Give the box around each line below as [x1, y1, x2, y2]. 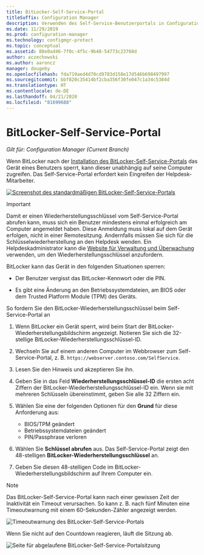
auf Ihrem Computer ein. [92, 469, 153, 477]
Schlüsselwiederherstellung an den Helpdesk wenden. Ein [6, 238, 152, 245]
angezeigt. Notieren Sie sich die [92, 329, 172, 336]
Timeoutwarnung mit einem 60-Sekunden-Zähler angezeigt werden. [6, 506, 177, 514]
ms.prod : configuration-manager [6, 32, 88, 38]
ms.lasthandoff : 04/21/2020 [6, 94, 78, 100]
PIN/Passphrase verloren [24, 433, 87, 441]
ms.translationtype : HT [6, 83, 67, 89]
